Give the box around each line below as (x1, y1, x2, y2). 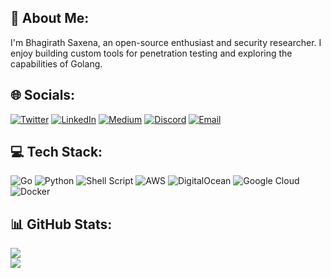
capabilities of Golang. (10, 57, 103, 70)
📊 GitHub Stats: (10, 216, 113, 233)
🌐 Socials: (10, 87, 76, 104)
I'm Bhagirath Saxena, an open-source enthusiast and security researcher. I (10, 36, 322, 48)
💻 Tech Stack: (10, 144, 103, 161)
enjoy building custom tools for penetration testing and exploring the (10, 47, 293, 59)
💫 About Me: (10, 10, 90, 27)
